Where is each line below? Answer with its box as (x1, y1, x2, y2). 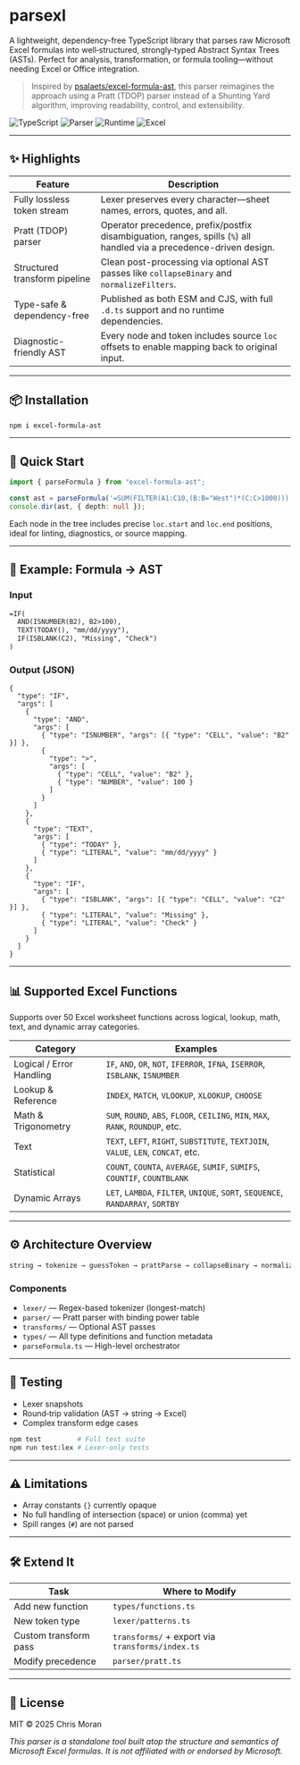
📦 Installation (9, 393, 89, 408)
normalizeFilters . (100, 278, 177, 291)
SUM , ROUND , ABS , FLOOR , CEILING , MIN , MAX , (105, 1110, 271, 1122)
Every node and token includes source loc (100, 329, 279, 342)
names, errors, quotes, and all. (100, 204, 228, 216)
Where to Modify (162, 1585, 237, 1598)
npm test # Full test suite (9, 1434, 146, 1444)
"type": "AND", (32, 715, 90, 724)
